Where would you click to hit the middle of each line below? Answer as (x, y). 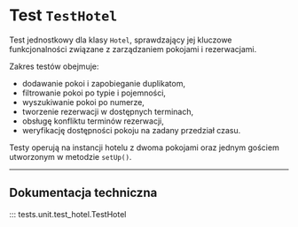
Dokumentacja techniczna (83, 193)
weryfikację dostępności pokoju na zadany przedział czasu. (131, 130)
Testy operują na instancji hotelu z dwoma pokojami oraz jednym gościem (144, 148)
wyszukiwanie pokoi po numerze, (83, 102)
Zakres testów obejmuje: (54, 66)
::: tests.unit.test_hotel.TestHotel (68, 214)
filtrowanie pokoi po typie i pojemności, (94, 93)
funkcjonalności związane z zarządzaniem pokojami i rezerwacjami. (133, 49)
